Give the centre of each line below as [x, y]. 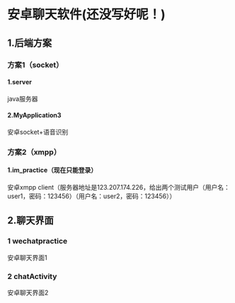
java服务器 [23, 98]
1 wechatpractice [38, 241]
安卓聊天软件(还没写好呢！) [87, 15]
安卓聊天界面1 [27, 257]
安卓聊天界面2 [28, 293]
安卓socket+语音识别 [38, 132]
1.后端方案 [30, 43]
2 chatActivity [32, 276]
